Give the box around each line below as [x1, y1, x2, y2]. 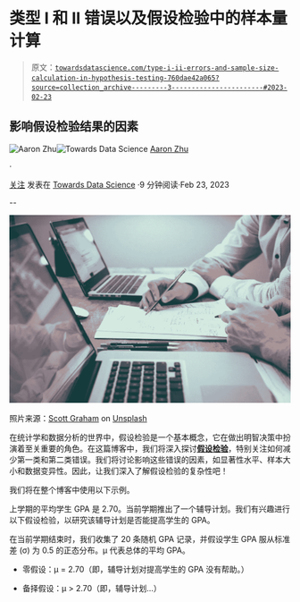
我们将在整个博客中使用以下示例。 [9, 484, 135, 495]
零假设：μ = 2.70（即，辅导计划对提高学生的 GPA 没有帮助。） [21, 564, 249, 574]
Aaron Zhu [150, 143, 189, 154]
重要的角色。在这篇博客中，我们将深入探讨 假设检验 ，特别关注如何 [39, 443, 283, 454]
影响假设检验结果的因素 [9, 119, 138, 134]
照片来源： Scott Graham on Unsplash [9, 412, 147, 423]
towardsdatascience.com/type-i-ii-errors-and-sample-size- [54, 64, 279, 72]
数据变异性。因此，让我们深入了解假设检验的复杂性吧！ [24, 465, 229, 476]
